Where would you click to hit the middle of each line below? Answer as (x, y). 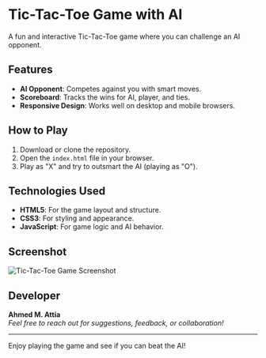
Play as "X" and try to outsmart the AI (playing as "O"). (108, 166)
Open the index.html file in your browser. (87, 158)
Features (30, 70)
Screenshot (38, 252)
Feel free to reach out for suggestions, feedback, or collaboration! (116, 323)
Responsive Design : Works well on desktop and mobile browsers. (127, 105)
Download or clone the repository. (75, 149)
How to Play (38, 131)
